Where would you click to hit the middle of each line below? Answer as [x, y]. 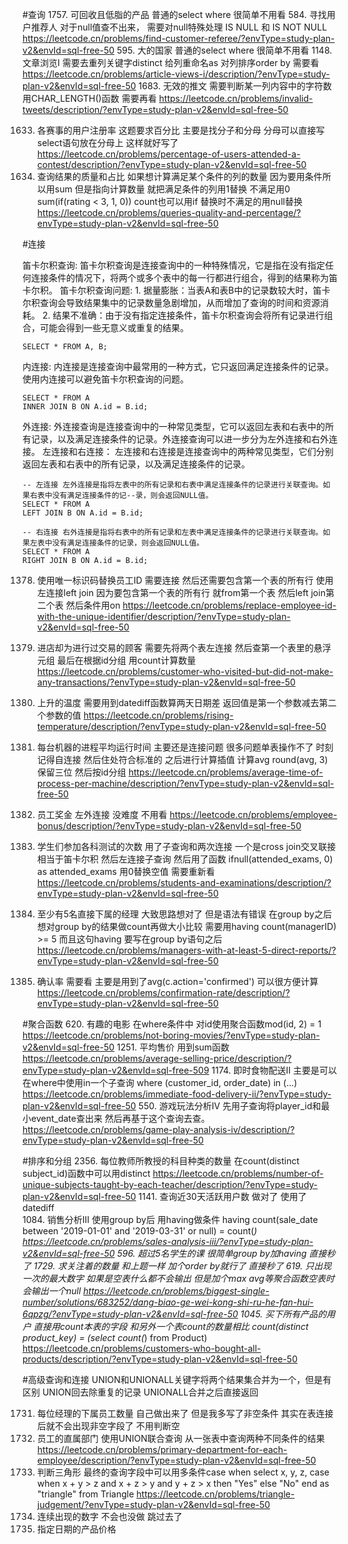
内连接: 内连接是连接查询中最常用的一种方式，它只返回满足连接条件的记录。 [178, 366]
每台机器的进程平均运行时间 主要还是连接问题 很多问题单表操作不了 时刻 [185, 747]
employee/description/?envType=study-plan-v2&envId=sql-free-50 [176, 1460]
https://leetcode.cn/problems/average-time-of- [226, 772]
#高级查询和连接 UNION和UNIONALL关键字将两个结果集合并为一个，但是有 [177, 1379]
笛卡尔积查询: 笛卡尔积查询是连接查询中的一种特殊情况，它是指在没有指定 [173, 265]
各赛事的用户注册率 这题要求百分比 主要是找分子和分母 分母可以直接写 [180, 130]
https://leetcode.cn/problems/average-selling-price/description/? [157, 1058]
